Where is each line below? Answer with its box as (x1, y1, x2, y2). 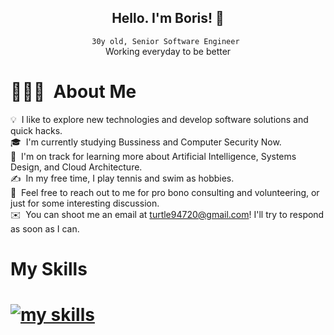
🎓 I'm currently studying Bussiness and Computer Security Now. (10, 136, 282, 148)
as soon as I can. (10, 222, 80, 235)
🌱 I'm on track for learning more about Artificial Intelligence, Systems (10, 150, 297, 162)
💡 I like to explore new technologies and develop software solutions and (10, 113, 309, 125)
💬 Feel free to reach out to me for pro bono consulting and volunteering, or (10, 186, 320, 198)
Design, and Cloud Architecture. (10, 161, 143, 173)
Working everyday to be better (104, 45, 232, 57)
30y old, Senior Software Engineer (91, 36, 240, 46)
